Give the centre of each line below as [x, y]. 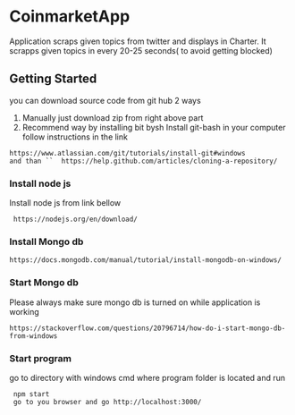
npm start [31, 394]
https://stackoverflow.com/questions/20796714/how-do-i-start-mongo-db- [147, 328]
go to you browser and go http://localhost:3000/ [107, 402]
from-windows [34, 336]
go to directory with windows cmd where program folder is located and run [147, 377]
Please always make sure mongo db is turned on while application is [135, 302]
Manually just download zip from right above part [113, 117]
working [25, 311]
